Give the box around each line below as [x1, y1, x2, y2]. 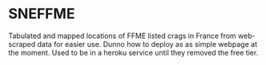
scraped [8, 39, 36, 48]
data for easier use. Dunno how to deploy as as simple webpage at [37, 39, 258, 48]
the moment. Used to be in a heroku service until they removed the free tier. [8, 48, 259, 57]
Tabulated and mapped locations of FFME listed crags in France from [8, 31, 236, 40]
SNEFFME [8, 5, 75, 23]
